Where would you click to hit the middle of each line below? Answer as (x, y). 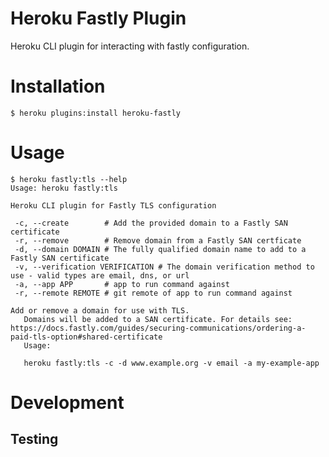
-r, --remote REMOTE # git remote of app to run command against (153, 293)
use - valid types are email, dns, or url (100, 275)
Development (67, 403)
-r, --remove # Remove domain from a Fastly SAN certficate (158, 240)
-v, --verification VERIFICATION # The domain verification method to (164, 267)
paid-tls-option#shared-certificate (86, 337)
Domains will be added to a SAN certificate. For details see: (158, 319)
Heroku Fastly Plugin (98, 18)
